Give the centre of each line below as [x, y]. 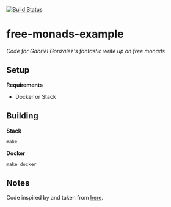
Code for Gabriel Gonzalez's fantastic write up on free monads [86, 51]
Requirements [25, 85]
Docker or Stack [35, 96]
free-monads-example [65, 34]
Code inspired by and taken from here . [55, 198]
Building [22, 116]
